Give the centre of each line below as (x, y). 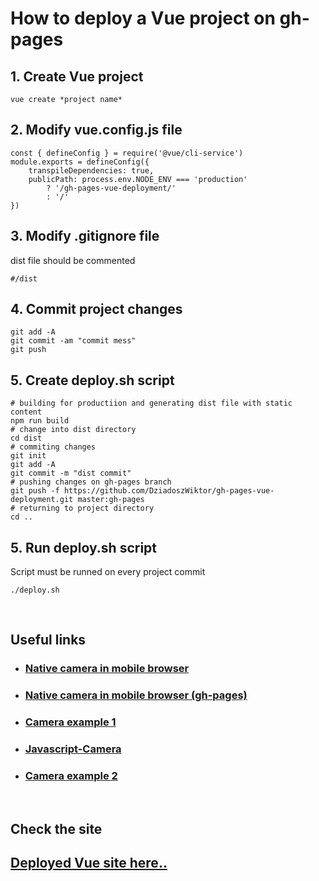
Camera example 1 (70, 722)
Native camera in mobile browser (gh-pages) (136, 695)
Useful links (48, 640)
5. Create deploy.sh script (92, 380)
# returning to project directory (82, 508)
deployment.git (42, 500)
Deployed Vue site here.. (89, 863)
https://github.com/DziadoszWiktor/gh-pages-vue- (169, 491)
